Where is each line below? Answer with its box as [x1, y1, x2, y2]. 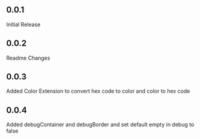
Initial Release [6, 20, 41, 28]
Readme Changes [6, 54, 50, 61]
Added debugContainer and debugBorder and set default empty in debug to [6, 121, 195, 128]
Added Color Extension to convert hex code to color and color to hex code [6, 87, 190, 95]
